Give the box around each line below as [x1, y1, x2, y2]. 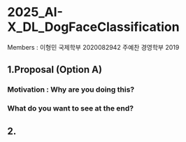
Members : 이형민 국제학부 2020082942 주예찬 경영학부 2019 [7, 43, 180, 51]
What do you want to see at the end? [7, 104, 134, 113]
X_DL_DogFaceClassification [7, 19, 180, 35]
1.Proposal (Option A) [7, 64, 103, 76]
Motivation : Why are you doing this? [7, 85, 135, 94]
